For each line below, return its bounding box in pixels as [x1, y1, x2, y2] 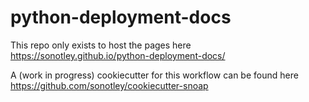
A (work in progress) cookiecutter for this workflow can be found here [10, 69, 299, 81]
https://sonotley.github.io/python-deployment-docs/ [10, 49, 226, 61]
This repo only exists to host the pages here [10, 39, 192, 51]
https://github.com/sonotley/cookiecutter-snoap [10, 79, 209, 91]
